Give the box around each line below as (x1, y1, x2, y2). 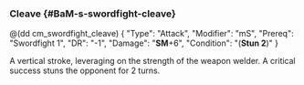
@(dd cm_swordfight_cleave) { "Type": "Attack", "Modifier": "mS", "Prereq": (9, 28, 294, 39)
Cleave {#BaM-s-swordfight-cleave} (9, 7, 176, 20)
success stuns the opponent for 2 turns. (9, 65, 161, 76)
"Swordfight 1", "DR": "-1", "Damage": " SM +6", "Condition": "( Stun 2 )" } (9, 37, 279, 48)
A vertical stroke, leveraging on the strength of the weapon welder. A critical (9, 56, 296, 67)
